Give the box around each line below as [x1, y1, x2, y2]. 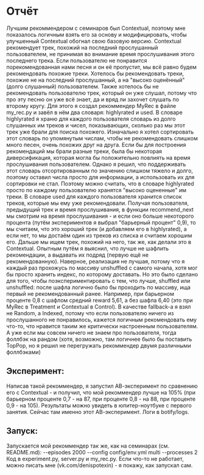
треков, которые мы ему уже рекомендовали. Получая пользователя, [6, 199, 189, 207]
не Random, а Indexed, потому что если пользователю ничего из [6, 309, 174, 316]
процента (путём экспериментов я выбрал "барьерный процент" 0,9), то [6, 218, 196, 226]
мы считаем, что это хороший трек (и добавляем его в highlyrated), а [6, 225, 187, 232]
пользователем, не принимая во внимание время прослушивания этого [6, 50, 195, 57]
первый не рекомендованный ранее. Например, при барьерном [6, 290, 175, 297]
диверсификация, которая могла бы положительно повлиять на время [6, 154, 191, 161]
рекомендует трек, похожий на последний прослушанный [6, 44, 158, 51]
